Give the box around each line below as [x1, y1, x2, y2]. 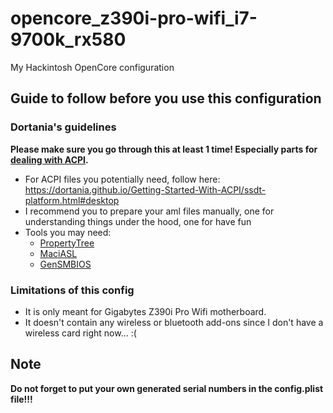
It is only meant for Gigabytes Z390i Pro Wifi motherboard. [24, 305, 267, 317]
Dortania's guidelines [10, 120, 117, 134]
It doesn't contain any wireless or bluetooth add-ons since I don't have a [24, 316, 324, 328]
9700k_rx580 [10, 28, 127, 51]
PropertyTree [39, 237, 95, 249]
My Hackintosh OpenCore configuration [10, 61, 175, 73]
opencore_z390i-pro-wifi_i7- [10, 7, 258, 30]
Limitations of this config [10, 283, 135, 297]
